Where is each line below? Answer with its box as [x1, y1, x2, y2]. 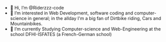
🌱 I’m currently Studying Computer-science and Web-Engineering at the [10, 26, 161, 32]
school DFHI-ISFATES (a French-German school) [10, 31, 112, 37]
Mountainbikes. [10, 20, 43, 26]
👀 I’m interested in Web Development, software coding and [10, 10, 134, 16]
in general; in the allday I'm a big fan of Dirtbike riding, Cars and [27, 15, 161, 21]
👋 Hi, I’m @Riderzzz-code [10, 5, 64, 10]
